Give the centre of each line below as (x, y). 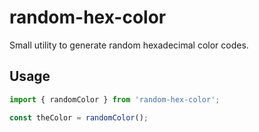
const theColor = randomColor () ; (79, 117)
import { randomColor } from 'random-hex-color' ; (115, 99)
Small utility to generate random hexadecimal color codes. (129, 45)
